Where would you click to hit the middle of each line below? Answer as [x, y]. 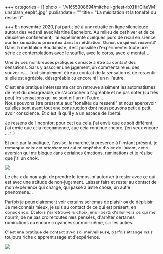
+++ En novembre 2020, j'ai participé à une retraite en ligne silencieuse [77, 27]
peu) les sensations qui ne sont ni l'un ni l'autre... [54, 98]
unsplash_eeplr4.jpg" [26, 12]
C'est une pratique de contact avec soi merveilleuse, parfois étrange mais [79, 232]
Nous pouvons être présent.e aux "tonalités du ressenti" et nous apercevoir [81, 103]
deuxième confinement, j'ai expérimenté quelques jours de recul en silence [80, 37]
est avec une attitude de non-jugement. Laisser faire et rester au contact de [81, 182]
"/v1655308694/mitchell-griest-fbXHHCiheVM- [110, 7]
